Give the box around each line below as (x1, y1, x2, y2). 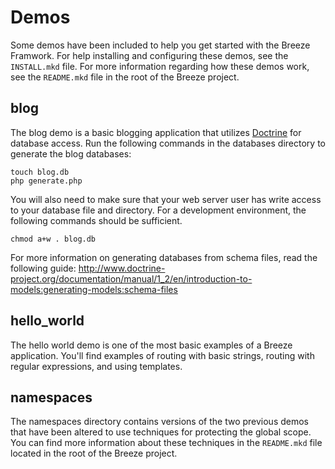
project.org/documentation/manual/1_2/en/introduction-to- (10, 272, 253, 285)
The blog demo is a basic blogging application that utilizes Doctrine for (10, 126, 302, 138)
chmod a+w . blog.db (10, 234, 97, 244)
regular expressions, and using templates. (10, 360, 183, 372)
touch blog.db (10, 167, 70, 177)
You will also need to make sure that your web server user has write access (10, 193, 322, 205)
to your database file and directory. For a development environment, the (10, 204, 307, 216)
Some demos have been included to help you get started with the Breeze (10, 39, 311, 51)
